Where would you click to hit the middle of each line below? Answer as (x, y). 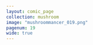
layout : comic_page (30, 11)
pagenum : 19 (21, 28)
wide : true (19, 33)
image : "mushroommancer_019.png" (47, 22)
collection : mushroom (33, 17)
